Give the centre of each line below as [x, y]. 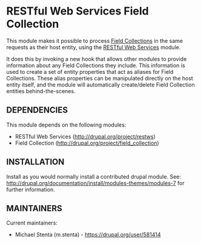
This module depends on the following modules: [66, 125]
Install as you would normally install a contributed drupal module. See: [94, 176]
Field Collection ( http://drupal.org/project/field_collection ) [87, 143]
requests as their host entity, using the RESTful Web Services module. [94, 47]
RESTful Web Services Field [78, 11]
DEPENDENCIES [37, 110]
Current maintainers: [32, 223]
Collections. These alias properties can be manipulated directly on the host [100, 78]
